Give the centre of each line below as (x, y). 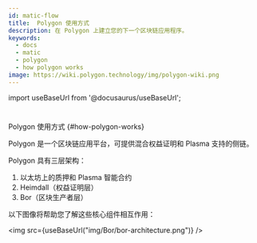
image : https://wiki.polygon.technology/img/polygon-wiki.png (114, 75)
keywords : (25, 38)
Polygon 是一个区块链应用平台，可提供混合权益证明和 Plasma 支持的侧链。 (131, 143)
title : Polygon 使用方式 (49, 23)
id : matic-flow (34, 16)
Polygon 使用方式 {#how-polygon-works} (77, 126)
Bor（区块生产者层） (53, 197)
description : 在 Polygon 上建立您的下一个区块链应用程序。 (98, 30)
